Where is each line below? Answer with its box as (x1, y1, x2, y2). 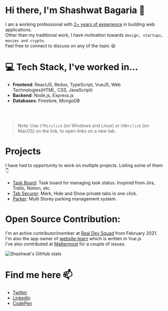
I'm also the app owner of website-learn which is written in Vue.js (5, 235, 142, 241)
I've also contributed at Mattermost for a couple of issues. (5, 241, 126, 247)
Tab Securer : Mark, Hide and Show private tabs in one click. (12, 190, 138, 196)
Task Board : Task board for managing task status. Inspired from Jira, (12, 179, 155, 186)
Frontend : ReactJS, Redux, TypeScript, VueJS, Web (12, 81, 121, 87)
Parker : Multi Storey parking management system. (12, 195, 117, 201)
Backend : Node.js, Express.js (12, 92, 74, 98)
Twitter (12, 289, 28, 295)
